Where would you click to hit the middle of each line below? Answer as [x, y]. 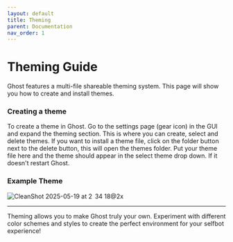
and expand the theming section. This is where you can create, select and [113, 134]
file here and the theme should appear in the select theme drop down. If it [112, 156]
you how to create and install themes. [61, 93]
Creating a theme [37, 111]
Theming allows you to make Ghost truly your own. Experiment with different [116, 216]
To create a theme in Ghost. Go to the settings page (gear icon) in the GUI [113, 127]
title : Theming [29, 20]
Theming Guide [53, 67]
